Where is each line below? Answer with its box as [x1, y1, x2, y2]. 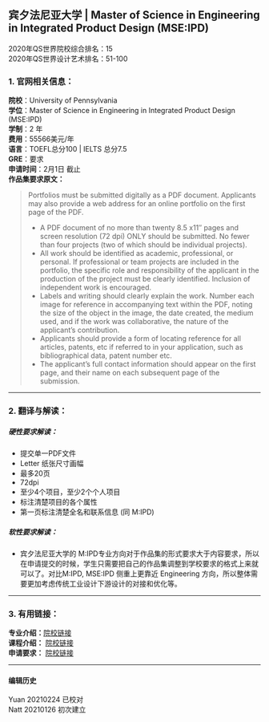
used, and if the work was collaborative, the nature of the [39, 317, 229, 327]
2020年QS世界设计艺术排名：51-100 [8, 54, 128, 63]
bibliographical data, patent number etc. [39, 351, 172, 360]
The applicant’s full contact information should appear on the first [39, 359, 256, 369]
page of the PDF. [27, 208, 84, 217]
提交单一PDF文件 [19, 448, 77, 458]
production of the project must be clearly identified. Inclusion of [39, 274, 251, 284]
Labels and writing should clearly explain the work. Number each [39, 291, 255, 301]
